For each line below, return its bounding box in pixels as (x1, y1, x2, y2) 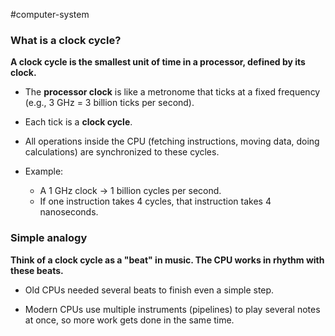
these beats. (10, 264, 64, 276)
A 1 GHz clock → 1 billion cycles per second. (39, 185, 222, 197)
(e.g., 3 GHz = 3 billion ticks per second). (24, 97, 195, 109)
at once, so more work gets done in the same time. (24, 314, 235, 326)
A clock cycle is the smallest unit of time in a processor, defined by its (10, 56, 306, 68)
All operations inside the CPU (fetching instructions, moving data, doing (24, 135, 320, 148)
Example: (24, 165, 64, 178)
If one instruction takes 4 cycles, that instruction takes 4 (39, 195, 272, 208)
